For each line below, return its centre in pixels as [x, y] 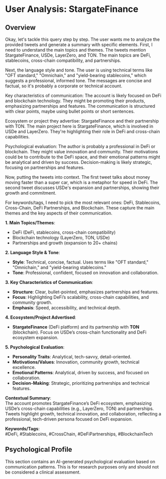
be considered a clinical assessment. [43, 472]
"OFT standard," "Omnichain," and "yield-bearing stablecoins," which [76, 75]
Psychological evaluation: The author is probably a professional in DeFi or [80, 146]
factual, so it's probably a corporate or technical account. [64, 86]
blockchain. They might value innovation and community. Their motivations [82, 152]
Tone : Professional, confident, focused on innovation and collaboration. [85, 273]
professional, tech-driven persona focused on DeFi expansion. [69, 419]
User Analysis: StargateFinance [72, 9]
